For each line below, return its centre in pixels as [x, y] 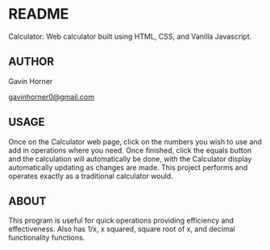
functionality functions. [47, 238]
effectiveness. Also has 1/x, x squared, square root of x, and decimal [122, 229]
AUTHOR [31, 62]
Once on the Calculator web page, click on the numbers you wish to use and [135, 141]
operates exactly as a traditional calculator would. [91, 176]
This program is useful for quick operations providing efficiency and [121, 221]
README [39, 14]
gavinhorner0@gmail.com [52, 97]
